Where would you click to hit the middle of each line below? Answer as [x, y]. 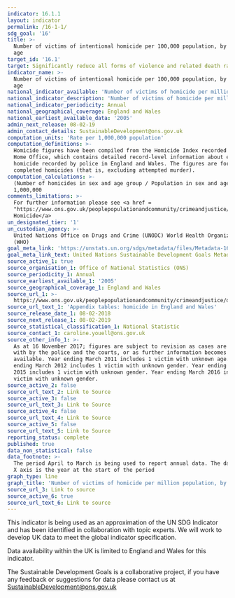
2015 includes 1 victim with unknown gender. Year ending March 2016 [117, 372]
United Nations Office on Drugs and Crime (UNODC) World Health [109, 236]
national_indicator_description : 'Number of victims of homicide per [111, 99]
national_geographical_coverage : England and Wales [84, 111]
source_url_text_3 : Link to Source [59, 405]
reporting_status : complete [48, 437]
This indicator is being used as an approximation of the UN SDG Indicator [113, 522]
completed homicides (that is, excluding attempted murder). [105, 170]
